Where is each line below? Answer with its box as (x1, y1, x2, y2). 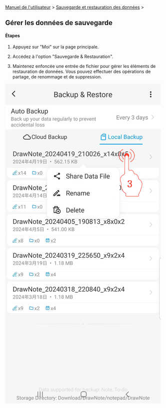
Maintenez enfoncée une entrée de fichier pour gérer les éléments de (12, 63, 156, 69)
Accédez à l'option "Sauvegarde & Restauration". (12, 53, 113, 59)
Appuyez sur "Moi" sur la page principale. (12, 43, 99, 49)
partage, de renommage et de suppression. (12, 73, 102, 79)
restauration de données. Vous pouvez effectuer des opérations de (12, 68, 151, 74)
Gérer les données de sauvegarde (5, 18, 113, 27)
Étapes (5, 32, 20, 38)
